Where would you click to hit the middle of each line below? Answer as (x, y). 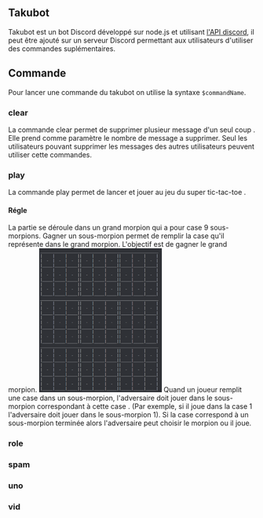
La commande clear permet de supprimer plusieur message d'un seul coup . (132, 130)
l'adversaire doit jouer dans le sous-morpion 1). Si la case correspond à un (128, 415)
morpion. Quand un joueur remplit (125, 390)
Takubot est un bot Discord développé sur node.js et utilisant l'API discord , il (131, 31)
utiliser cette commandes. (50, 154)
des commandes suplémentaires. (62, 48)
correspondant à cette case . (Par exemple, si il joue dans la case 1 (144, 406)
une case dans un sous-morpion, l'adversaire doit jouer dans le (111, 398)
